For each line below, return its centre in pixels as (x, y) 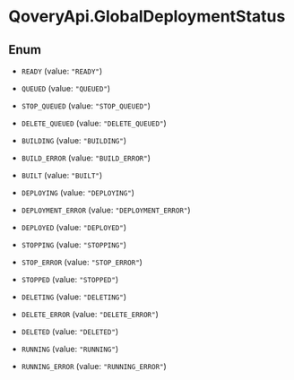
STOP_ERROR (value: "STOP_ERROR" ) (82, 262)
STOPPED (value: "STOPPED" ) (69, 279)
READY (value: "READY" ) (62, 71)
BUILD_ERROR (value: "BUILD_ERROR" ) (86, 158)
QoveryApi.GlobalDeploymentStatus (147, 17)
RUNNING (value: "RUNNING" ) (69, 349)
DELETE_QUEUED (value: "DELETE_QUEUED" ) (94, 123)
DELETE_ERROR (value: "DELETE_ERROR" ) (90, 314)
